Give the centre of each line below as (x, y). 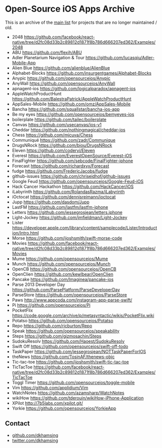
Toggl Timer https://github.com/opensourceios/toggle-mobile (73, 382)
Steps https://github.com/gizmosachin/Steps (57, 336)
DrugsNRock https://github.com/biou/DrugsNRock (62, 145)
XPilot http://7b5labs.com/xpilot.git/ (47, 403)
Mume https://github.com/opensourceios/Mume (60, 259)
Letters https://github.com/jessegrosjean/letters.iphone (67, 212)
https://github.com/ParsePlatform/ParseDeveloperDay (66, 289)
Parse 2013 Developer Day (38, 284)
